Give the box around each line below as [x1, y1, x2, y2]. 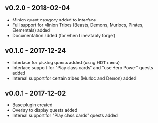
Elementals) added [12, 27, 50, 33]
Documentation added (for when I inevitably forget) [12, 32, 116, 38]
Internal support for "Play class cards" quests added [12, 112, 118, 119]
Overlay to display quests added [12, 107, 78, 113]
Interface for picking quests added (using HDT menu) [12, 60, 120, 65]
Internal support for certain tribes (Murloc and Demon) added [12, 75, 136, 81]
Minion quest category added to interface [12, 17, 96, 22]
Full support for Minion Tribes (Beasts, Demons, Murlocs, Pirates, [12, 22, 144, 28]
